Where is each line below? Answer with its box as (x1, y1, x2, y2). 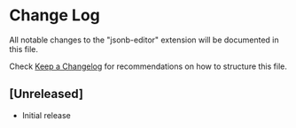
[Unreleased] (9, 87, 84, 102)
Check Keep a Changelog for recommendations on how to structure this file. (9, 61, 288, 72)
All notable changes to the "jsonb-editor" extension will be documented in (9, 34, 279, 45)
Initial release (21, 109, 71, 120)
